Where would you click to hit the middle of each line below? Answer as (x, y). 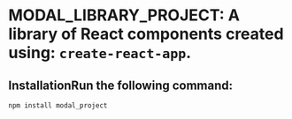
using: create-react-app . (100, 53)
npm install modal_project (58, 106)
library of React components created (146, 34)
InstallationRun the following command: (121, 85)
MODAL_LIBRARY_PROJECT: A (124, 15)
